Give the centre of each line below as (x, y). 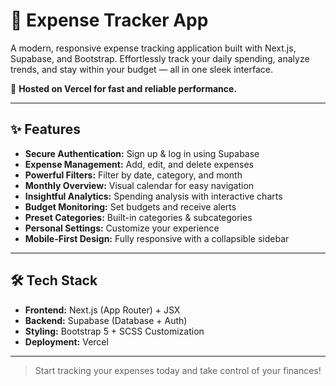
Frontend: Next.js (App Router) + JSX (102, 310)
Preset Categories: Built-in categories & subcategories (138, 217)
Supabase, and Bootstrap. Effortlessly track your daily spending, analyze (160, 58)
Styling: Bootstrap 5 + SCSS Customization (114, 331)
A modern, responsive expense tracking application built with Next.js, (153, 48)
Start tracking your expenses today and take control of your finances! (178, 370)
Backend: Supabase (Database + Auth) (106, 320)
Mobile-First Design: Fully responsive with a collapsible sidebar (157, 238)
